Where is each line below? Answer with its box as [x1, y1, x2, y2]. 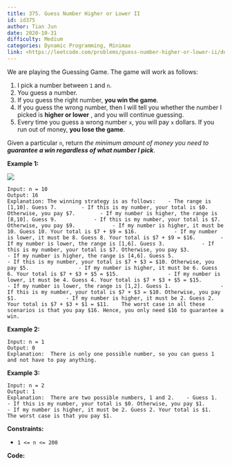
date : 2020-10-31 [7, 29, 57, 37]
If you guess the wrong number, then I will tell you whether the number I [17, 103, 222, 111]
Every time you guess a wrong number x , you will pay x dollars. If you [17, 118, 215, 126]
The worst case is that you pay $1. [7, 412, 113, 419]
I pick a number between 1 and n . [17, 81, 112, 89]
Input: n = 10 [7, 185, 48, 192]
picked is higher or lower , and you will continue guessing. [17, 110, 184, 118]
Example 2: [7, 325, 40, 333]
